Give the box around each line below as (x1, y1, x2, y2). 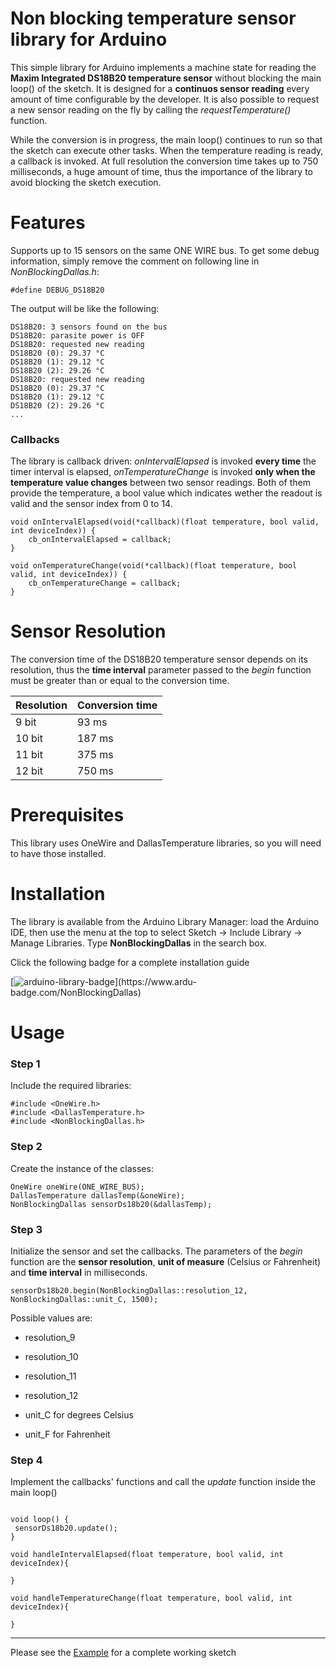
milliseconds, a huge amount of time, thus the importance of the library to (10, 165, 313, 177)
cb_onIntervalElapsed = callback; (28, 535, 172, 545)
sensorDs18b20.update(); (14, 1523, 118, 1534)
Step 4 (10, 1453, 43, 1467)
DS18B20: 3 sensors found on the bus (10, 322, 168, 332)
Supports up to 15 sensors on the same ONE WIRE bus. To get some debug (10, 244, 320, 256)
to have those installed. (10, 848, 107, 860)
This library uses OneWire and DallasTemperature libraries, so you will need (10, 837, 322, 849)
